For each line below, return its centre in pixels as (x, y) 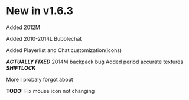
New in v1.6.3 (40, 11)
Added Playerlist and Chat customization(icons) (64, 50)
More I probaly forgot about (40, 79)
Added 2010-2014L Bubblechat (44, 38)
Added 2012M (23, 27)
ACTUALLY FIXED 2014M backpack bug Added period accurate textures (95, 62)
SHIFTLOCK (21, 68)
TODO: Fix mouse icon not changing (50, 91)
